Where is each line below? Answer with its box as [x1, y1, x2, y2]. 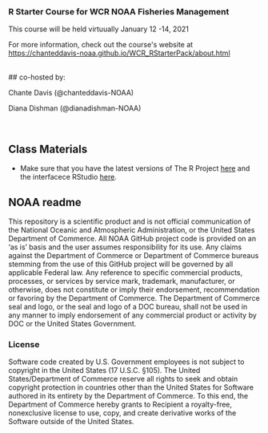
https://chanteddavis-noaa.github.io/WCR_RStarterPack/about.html [8, 48, 230, 58]
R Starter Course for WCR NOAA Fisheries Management [8, 6, 230, 17]
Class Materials [8, 142, 88, 156]
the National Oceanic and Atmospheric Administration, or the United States [8, 225, 255, 234]
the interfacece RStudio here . [19, 172, 118, 182]
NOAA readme [8, 195, 82, 209]
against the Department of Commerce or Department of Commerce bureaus [8, 250, 259, 260]
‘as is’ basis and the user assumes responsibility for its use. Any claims [8, 242, 242, 252]
